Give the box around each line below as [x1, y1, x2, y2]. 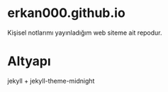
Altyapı [7, 53, 51, 69]
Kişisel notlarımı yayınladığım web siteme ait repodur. [7, 28, 162, 37]
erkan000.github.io [7, 5, 125, 21]
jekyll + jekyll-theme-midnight [7, 76, 95, 85]
